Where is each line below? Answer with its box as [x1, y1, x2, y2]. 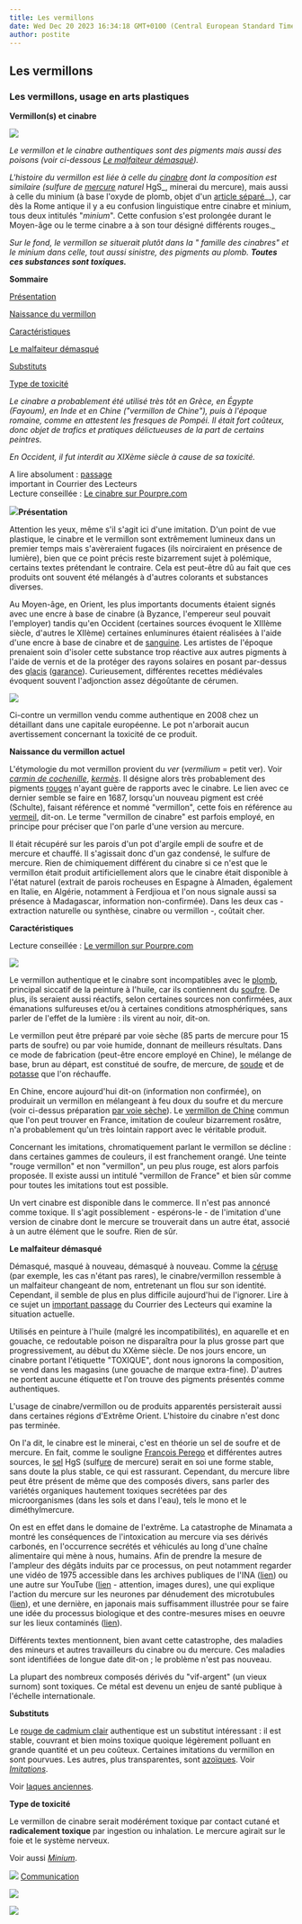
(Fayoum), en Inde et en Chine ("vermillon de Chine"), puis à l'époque [9, 406, 268, 417]
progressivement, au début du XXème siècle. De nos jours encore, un [9, 1345, 267, 1356]
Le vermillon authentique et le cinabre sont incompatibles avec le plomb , [9, 975, 279, 985]
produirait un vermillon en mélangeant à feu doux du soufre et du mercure [9, 1095, 284, 1107]
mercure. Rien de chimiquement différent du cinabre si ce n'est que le [9, 858, 268, 868]
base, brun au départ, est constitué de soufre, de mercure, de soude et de [9, 1059, 285, 1070]
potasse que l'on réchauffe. [9, 1068, 111, 1080]
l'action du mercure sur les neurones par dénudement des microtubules [9, 1589, 276, 1600]
